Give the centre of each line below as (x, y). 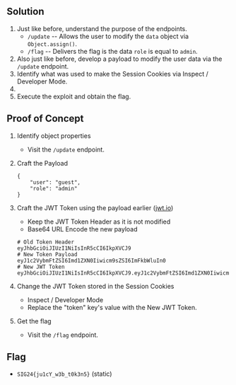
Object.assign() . (52, 44)
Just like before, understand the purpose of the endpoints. (102, 28)
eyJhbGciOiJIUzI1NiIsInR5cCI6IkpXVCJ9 (74, 248)
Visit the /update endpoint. (66, 149)
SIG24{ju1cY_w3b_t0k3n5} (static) (64, 374)
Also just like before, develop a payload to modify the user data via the (119, 59)
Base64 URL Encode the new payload (83, 229)
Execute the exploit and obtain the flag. (74, 96)
